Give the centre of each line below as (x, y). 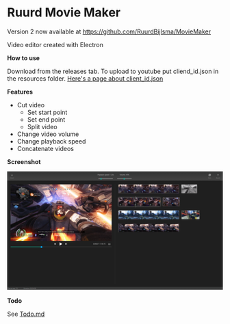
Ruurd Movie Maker (64, 13)
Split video (42, 126)
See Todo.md (26, 314)
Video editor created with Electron (55, 44)
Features (20, 92)
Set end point (46, 119)
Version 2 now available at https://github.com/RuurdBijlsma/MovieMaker (109, 31)
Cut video (31, 105)
